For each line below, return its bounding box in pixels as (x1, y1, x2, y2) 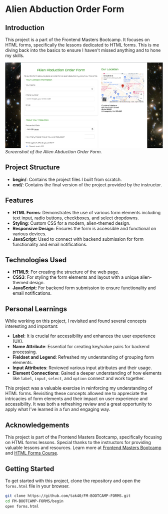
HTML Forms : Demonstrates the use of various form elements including (12, 209, 161, 215)
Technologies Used (5, 256, 66, 264)
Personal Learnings (5, 305, 67, 313)
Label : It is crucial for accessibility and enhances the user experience (12, 333, 156, 339)
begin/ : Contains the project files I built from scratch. (12, 176, 122, 182)
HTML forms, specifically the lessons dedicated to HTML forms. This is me (5, 42, 159, 48)
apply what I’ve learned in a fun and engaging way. (5, 406, 110, 413)
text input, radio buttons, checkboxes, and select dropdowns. (12, 215, 139, 221)
